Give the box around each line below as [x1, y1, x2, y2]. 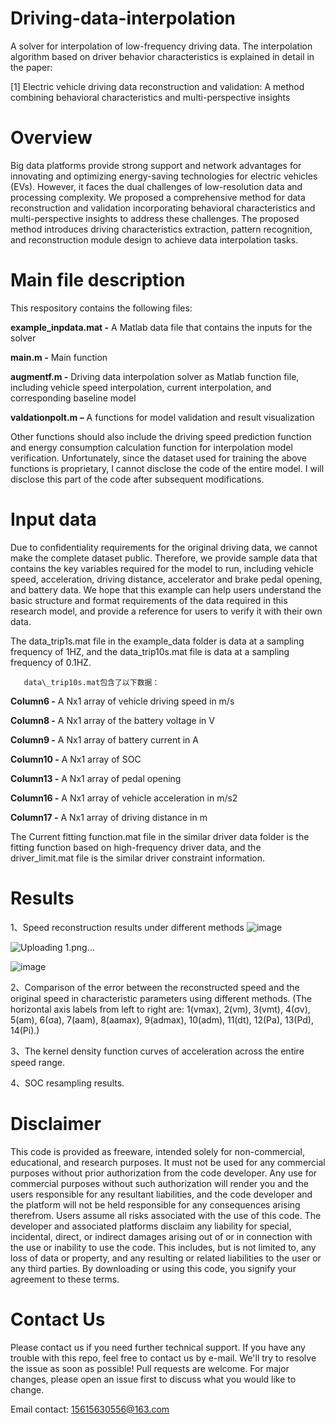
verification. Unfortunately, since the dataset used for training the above [10, 452, 308, 464]
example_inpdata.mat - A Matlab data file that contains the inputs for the [10, 321, 313, 333]
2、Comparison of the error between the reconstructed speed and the [10, 981, 300, 993]
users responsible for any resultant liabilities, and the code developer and [10, 1188, 313, 1200]
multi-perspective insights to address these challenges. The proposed [10, 212, 300, 224]
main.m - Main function [10, 351, 108, 363]
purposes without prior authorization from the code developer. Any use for [10, 1167, 318, 1179]
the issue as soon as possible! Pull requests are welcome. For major [10, 1362, 290, 1374]
